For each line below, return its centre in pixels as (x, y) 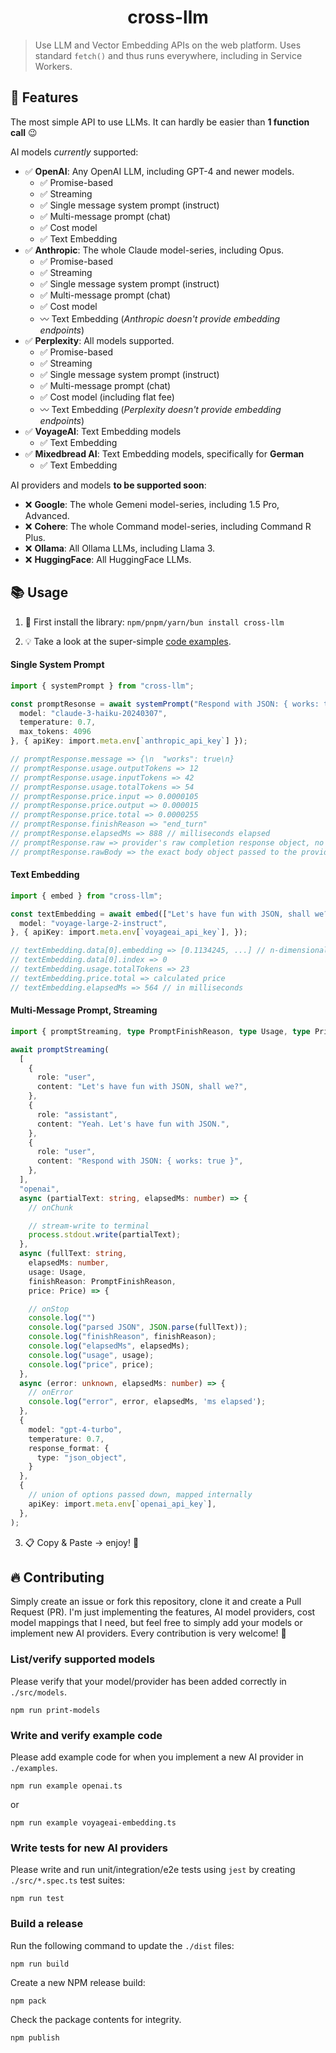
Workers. (53, 66)
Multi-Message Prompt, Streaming (84, 1010)
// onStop (49, 1309)
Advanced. (47, 515)
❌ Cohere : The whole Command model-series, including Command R (168, 526)
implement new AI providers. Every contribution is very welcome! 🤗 (148, 1633)
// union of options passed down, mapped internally (140, 1495)
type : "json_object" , (82, 1457)
